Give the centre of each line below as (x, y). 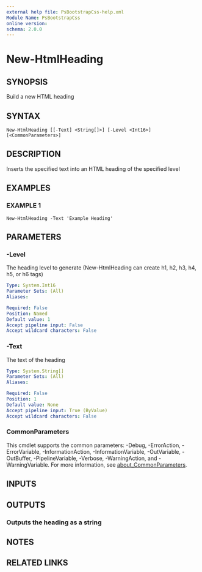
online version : (27, 23)
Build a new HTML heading (40, 97)
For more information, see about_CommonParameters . (119, 465)
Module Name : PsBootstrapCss (43, 18)
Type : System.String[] (35, 371)
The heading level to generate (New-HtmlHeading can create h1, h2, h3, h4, (101, 268)
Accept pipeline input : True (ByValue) (57, 410)
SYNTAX (23, 116)
